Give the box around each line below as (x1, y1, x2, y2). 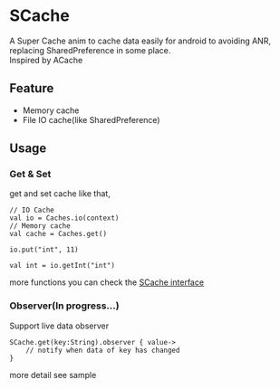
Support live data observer (9, 320, 110, 331)
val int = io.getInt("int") (9, 261, 116, 270)
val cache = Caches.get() (9, 230, 107, 239)
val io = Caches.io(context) (9, 213, 120, 223)
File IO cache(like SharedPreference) (22, 114, 160, 125)
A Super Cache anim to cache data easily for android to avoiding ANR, (9, 35, 272, 46)
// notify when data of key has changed (25, 346, 180, 355)
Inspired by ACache (9, 54, 83, 65)
